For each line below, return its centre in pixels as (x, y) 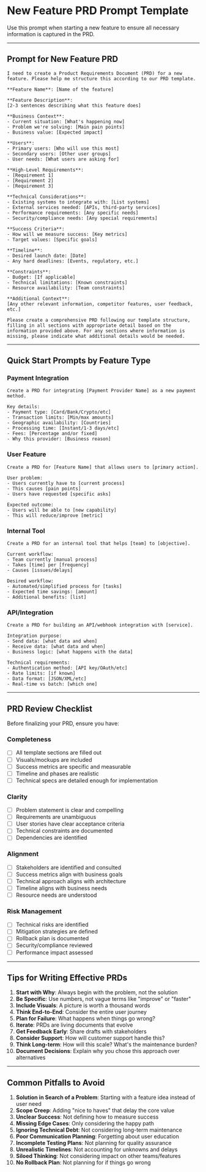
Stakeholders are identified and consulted (68, 867)
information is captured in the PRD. (51, 34)
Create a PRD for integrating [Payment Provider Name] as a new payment (101, 391)
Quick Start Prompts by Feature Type (79, 361)
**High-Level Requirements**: (46, 170)
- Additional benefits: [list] (47, 597)
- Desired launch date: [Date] (47, 256)
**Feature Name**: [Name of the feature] (61, 89)
